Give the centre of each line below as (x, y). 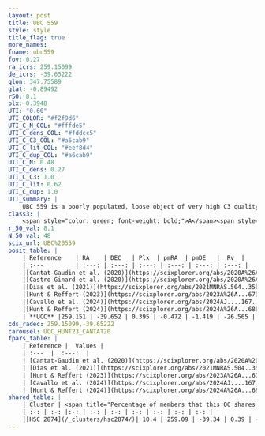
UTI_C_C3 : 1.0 (32, 177)
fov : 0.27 (24, 60)
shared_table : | (35, 397)
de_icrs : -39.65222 (40, 74)
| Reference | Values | (63, 346)
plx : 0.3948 (28, 103)
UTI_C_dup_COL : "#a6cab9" (50, 155)
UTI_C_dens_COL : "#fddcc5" (52, 133)
